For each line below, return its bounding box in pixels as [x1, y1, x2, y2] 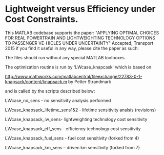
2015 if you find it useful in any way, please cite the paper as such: [5, 45, 139, 51]
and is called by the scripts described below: [5, 88, 95, 94]
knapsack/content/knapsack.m [5, 79, 67, 85]
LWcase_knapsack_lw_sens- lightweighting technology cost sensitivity [5, 116, 147, 122]
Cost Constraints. [5, 14, 79, 25]
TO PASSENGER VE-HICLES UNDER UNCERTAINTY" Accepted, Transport [5, 40, 154, 46]
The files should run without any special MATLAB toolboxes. [5, 54, 126, 60]
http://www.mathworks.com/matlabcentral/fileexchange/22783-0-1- [5, 73, 143, 79]
